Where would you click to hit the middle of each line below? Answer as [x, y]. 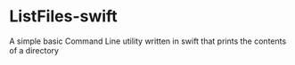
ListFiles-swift [63, 16]
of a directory [34, 50]
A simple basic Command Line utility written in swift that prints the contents [148, 41]
